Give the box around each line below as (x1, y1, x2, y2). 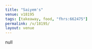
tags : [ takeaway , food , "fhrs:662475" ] (5, 16, 88, 21)
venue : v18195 (5, 12, 35, 17)
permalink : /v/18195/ (5, 21, 50, 26)
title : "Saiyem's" (5, 7, 43, 12)
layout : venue (5, 26, 35, 31)
